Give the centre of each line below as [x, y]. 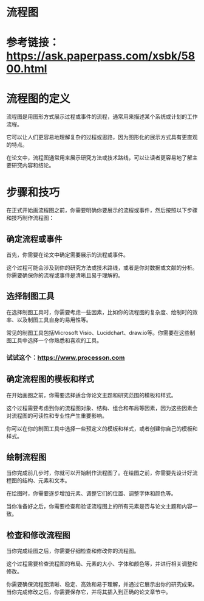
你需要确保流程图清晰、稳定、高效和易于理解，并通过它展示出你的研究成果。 [102, 585]
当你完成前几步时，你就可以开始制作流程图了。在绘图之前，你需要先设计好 [99, 473]
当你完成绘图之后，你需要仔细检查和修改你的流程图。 [73, 551]
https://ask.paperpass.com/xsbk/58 [101, 56]
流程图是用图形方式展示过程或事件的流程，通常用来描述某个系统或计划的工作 [102, 117]
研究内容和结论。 [33, 166]
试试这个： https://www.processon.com [66, 357]
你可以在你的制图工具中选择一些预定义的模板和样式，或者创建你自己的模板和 [102, 428]
